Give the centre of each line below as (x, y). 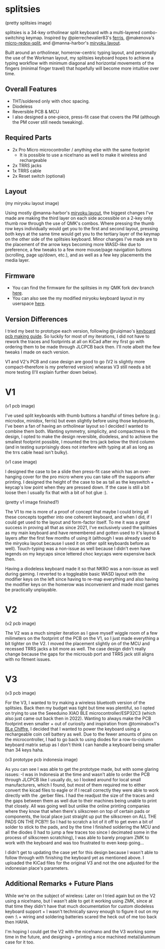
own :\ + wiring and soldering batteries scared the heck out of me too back (81, 916)
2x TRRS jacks (27, 165)
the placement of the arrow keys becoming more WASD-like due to (73, 245)
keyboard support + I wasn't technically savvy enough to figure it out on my (82, 911)
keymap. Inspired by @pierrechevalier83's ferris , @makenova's (90, 38)
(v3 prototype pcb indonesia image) (41, 759)
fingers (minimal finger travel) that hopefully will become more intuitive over (82, 68)
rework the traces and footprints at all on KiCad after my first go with (75, 342)
